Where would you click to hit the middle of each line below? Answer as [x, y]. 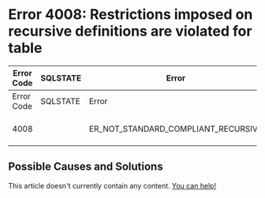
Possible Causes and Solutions [86, 167]
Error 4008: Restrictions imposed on [131, 15]
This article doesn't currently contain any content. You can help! [112, 185]
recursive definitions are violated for [130, 31]
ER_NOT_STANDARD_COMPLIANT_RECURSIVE [176, 129]
